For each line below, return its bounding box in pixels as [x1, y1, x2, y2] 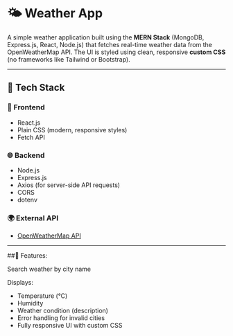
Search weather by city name [7, 265, 92, 274]
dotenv [17, 195, 38, 204]
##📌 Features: [7, 251, 48, 260]
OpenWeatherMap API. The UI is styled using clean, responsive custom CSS [7, 48, 226, 56]
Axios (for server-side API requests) [17, 181, 120, 189]
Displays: [7, 278, 33, 287]
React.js [17, 118, 41, 127]
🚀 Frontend [7, 103, 45, 112]
